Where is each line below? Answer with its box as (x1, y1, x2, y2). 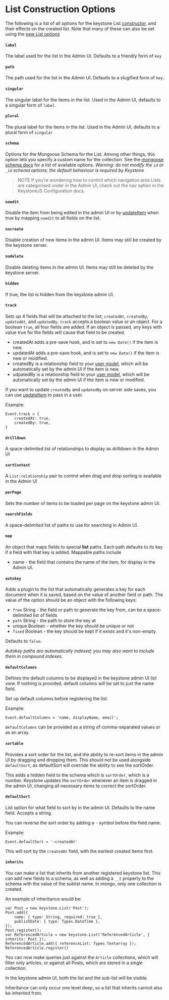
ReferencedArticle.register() (5, 945, 69, 950)
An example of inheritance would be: (5, 896, 82, 902)
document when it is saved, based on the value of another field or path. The (5, 592, 163, 598)
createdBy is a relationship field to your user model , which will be (12, 360, 148, 367)
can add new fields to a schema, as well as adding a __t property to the (5, 876, 154, 881)
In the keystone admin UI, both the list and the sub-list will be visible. (5, 975, 148, 981)
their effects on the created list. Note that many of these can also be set (5, 25, 155, 31)
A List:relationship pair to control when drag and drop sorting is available (5, 473, 162, 479)
